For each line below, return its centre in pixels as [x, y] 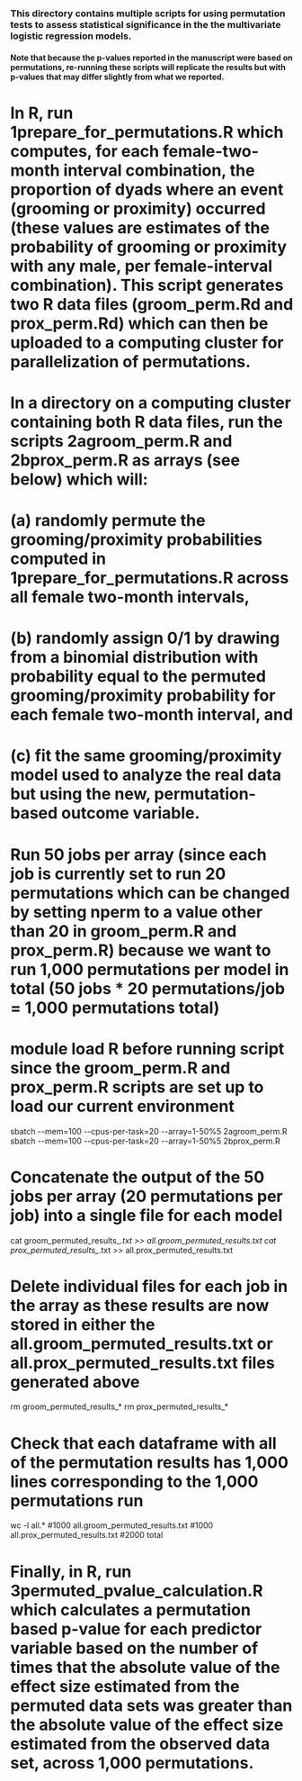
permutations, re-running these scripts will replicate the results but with [148, 67]
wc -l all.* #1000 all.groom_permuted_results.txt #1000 [112, 1525]
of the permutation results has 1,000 [149, 1462]
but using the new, [80, 794]
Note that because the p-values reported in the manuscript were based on [151, 58]
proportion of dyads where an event [147, 190]
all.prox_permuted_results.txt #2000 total [87, 1535]
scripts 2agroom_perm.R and [121, 441]
